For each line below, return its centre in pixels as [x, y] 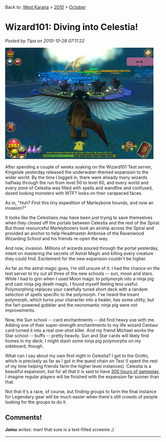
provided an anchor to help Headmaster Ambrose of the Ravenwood [75, 233]
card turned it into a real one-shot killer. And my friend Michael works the [80, 330]
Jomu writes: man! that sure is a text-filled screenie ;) [60, 429]
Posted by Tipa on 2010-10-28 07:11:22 [45, 41]
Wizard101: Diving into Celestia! [72, 27]
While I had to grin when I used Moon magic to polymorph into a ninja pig [80, 278]
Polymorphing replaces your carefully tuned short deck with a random [77, 289]
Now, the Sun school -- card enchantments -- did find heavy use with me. [80, 320]
